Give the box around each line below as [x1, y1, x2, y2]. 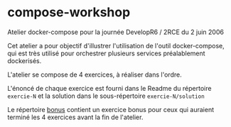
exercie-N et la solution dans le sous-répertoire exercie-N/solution [7, 92, 205, 100]
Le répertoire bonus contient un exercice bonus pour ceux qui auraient [7, 105, 215, 114]
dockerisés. [7, 56, 42, 65]
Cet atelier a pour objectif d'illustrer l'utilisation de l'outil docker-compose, [7, 41, 225, 50]
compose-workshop [7, 4, 131, 21]
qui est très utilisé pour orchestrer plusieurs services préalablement [7, 49, 205, 57]
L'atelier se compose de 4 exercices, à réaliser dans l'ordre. [7, 70, 183, 79]
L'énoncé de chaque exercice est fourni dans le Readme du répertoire [7, 84, 212, 92]
